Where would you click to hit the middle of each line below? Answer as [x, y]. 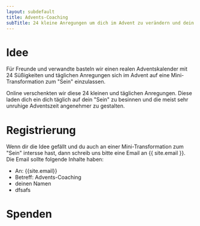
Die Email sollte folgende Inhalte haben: [55, 160]
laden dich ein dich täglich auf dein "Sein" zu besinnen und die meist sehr [97, 100]
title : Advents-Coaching [37, 17]
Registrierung [41, 130]
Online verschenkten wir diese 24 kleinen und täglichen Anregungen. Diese [99, 93]
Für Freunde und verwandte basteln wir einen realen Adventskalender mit [97, 69]
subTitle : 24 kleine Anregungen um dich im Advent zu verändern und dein [100, 23]
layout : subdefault [31, 12]
